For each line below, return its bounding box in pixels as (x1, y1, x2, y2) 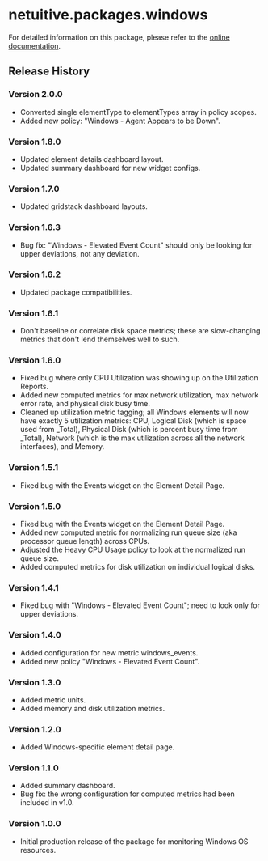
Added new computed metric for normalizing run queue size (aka (19, 528, 237, 537)
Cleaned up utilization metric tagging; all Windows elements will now (19, 407, 249, 418)
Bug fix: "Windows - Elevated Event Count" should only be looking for (19, 240, 253, 250)
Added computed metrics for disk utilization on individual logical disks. (19, 562, 256, 571)
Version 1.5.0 (8, 500, 61, 511)
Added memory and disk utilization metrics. (19, 703, 165, 713)
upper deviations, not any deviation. (19, 248, 140, 258)
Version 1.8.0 (8, 136, 61, 147)
